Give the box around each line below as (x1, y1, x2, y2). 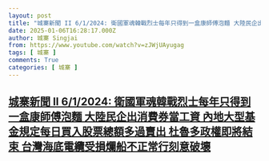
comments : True (8, 57, 59, 65)
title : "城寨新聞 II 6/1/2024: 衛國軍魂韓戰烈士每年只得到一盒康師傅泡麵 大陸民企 (8, 19, 258, 27)
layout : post (8, 11, 52, 20)
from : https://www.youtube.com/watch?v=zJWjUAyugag (8, 41, 184, 49)
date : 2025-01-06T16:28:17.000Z (8, 26, 116, 34)
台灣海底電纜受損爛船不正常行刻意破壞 (21, 140, 211, 154)
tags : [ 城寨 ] (8, 49, 57, 57)
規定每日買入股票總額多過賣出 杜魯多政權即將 (18, 125, 243, 139)
